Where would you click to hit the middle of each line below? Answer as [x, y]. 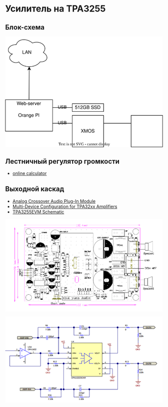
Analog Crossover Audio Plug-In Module [54, 201]
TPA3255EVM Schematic [38, 212]
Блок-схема [25, 27]
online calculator [29, 173]
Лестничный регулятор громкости [62, 161]
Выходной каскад [35, 189]
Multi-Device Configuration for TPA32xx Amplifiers [65, 207]
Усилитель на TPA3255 [55, 9]
